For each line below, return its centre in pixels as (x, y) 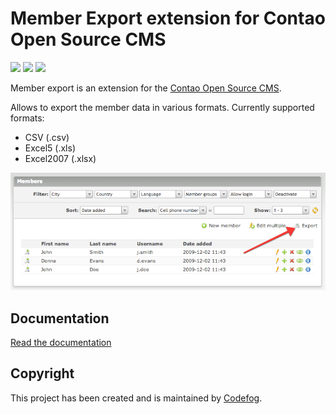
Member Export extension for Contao (168, 18)
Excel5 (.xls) (50, 148)
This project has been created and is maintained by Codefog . (136, 398)
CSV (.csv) (47, 137)
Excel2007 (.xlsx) (60, 158)
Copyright (42, 373)
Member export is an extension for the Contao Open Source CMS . (146, 88)
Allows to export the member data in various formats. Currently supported (162, 107)
